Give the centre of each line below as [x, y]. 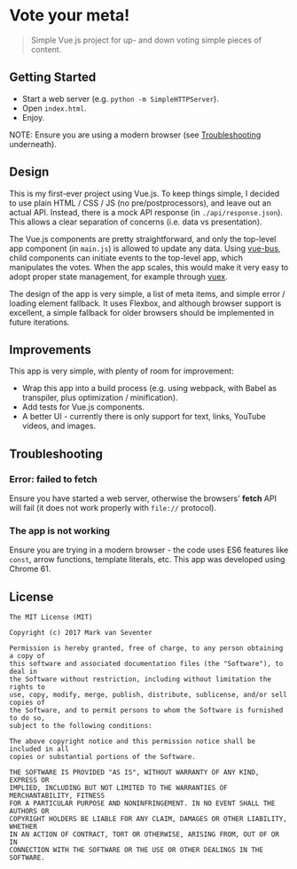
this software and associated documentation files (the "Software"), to [146, 664]
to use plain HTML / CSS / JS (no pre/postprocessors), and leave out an [141, 203]
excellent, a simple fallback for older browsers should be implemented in [142, 312]
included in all [39, 749]
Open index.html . [54, 108]
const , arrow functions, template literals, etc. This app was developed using [147, 560]
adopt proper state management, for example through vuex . [118, 277]
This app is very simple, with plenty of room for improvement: [121, 371]
